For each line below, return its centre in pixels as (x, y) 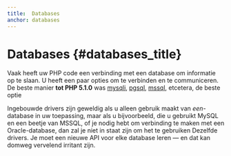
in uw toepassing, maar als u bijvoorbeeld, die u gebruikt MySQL (127, 116)
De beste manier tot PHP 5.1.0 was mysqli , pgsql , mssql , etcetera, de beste (114, 88)
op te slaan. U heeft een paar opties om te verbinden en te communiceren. (113, 81)
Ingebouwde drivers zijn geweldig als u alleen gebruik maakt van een (105, 108)
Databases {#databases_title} (94, 54)
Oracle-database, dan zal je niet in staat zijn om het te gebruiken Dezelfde (112, 130)
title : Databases (33, 13)
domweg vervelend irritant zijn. (51, 145)
